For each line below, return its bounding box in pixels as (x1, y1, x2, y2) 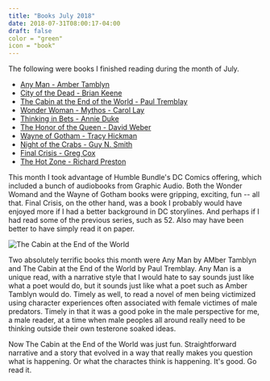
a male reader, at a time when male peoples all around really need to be (8, 316, 246, 325)
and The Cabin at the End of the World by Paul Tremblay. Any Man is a (8, 264, 242, 274)
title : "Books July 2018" (8, 11, 95, 20)
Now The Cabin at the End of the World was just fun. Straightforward (8, 340, 237, 350)
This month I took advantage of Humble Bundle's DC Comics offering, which (8, 173, 262, 182)
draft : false (8, 27, 52, 35)
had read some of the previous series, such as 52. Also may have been (8, 216, 244, 225)
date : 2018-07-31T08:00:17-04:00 (8, 19, 121, 27)
